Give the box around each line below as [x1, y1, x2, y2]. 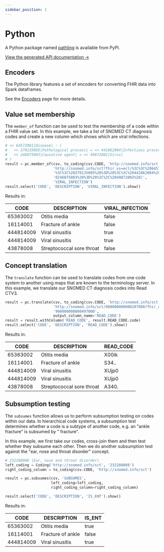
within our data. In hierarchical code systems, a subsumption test [5, 418, 136, 424]
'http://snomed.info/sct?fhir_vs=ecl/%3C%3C [53, 166, 145, 171]
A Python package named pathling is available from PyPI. [5, 45, 121, 51]
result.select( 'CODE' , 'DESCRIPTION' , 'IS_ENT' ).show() [5, 494, 121, 499]
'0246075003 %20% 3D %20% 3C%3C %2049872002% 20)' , [53, 175, 147, 180]
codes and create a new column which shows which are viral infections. [5, 133, 150, 140]
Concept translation [5, 262, 67, 270]
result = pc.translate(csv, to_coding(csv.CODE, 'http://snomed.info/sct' [5, 300, 161, 305]
